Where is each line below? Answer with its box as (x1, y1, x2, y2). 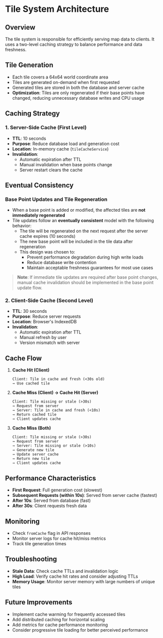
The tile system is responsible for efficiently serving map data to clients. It (5, 36, 155, 42)
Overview (5, 23, 36, 32)
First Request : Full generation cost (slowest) (12, 487, 103, 493)
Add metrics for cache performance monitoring (12, 622, 108, 628)
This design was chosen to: (19, 249, 75, 255)
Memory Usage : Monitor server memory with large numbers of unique (12, 578, 155, 584)
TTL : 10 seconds (12, 135, 47, 141)
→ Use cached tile (12, 381, 50, 386)
